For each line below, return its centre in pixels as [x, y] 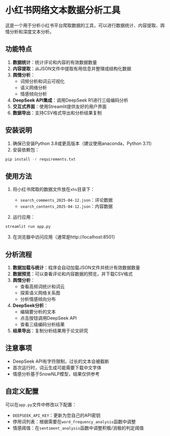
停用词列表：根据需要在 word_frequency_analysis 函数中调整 [74, 421]
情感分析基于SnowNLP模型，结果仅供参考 [56, 374]
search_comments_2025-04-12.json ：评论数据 [66, 200]
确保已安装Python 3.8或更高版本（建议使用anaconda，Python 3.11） [83, 143]
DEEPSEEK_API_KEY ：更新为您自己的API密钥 [56, 415]
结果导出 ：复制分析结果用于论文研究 [50, 330]
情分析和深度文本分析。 [30, 31]
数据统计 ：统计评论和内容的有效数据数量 [55, 62]
